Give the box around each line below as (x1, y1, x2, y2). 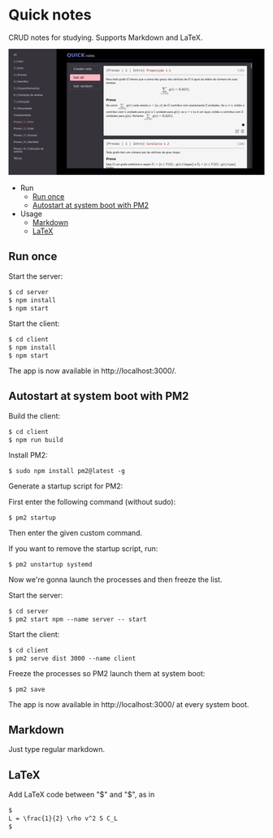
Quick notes (8, 6, 92, 24)
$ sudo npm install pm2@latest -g (8, 467, 126, 475)
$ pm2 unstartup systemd (8, 560, 93, 568)
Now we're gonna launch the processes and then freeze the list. (8, 575, 223, 584)
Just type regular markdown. (8, 745, 106, 754)
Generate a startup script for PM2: (8, 481, 123, 491)
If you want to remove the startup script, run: (8, 543, 158, 554)
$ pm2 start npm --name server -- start (8, 615, 148, 623)
